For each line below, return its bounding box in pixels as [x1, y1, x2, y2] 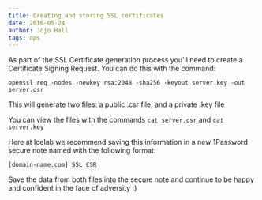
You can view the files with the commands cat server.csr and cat [8, 115, 224, 125]
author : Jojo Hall [8, 26, 69, 34]
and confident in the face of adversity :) [8, 183, 137, 193]
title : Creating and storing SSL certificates [8, 11, 164, 20]
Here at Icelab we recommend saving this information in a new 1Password [8, 138, 249, 147]
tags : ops [8, 33, 41, 42]
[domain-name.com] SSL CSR [8, 161, 97, 169]
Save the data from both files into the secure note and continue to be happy [8, 175, 255, 184]
